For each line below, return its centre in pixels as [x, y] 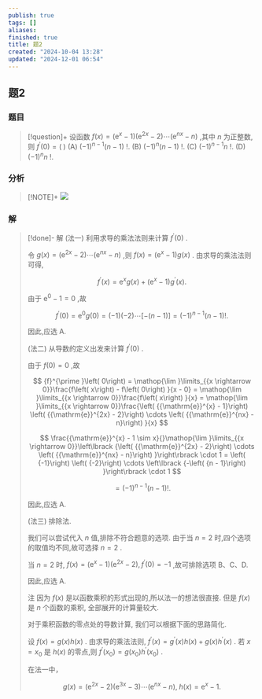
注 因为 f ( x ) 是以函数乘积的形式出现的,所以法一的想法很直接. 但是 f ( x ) [138, 598]
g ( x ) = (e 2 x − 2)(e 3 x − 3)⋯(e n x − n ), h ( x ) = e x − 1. [142, 686]
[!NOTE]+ [43, 197]
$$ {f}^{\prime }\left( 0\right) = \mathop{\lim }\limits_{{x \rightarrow [142, 381]
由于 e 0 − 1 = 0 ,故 [57, 298]
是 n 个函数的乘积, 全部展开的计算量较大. [93, 608]
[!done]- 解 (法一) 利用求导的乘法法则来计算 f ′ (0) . [107, 237]
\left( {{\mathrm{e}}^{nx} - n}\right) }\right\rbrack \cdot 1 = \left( [142, 455]
